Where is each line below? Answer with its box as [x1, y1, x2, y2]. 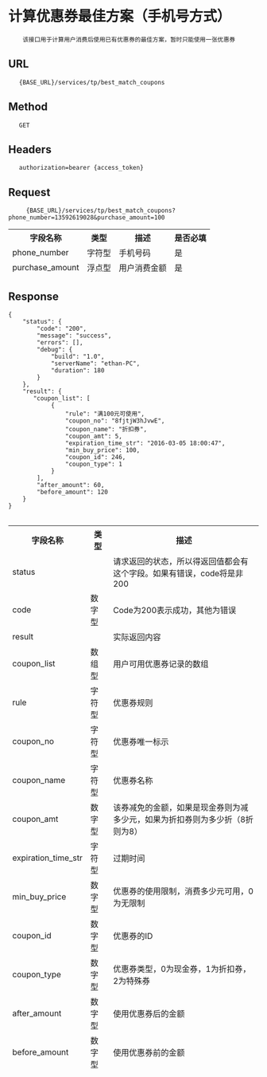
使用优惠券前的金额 [112, 1048, 185, 1058]
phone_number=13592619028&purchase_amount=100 [8, 214, 165, 222]
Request [8, 185, 51, 199]
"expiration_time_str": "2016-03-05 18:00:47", [64, 439, 226, 447]
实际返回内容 [112, 631, 161, 643]
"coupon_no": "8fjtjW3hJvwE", [64, 417, 165, 425]
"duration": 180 [50, 367, 105, 375]
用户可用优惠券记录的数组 [112, 658, 209, 670]
